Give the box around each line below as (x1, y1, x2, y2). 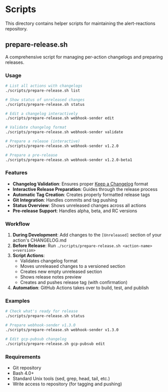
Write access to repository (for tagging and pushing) (12, 381, 122, 387)
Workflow (5, 220, 30, 227)
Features (5, 169, 28, 176)
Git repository (12, 365, 41, 371)
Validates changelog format (20, 258, 78, 264)
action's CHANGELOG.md (12, 237, 67, 244)
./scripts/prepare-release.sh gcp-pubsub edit (5, 341, 105, 346)
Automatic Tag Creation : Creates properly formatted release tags (12, 191, 150, 198)
